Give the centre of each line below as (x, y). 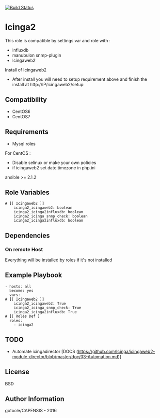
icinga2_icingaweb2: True (40, 303)
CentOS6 (21, 111)
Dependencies (27, 235)
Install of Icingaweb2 (26, 70)
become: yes (22, 291)
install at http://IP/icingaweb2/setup (48, 84)
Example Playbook (33, 275)
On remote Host (24, 249)
